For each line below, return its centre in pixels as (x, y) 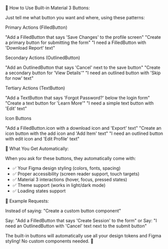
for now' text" (19, 78)
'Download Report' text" (30, 48)
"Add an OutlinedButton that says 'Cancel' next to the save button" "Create (83, 67)
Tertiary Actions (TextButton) (35, 88)
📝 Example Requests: (27, 201)
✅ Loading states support (39, 191)
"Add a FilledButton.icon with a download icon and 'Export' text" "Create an (83, 128)
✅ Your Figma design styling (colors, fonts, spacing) (66, 168)
